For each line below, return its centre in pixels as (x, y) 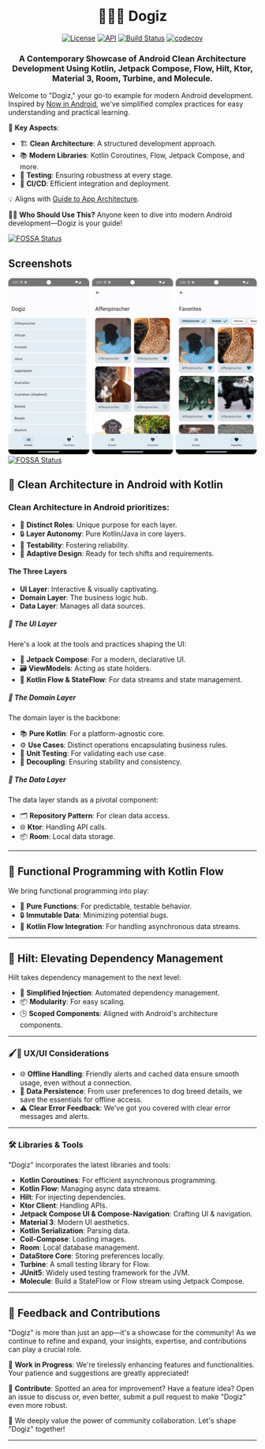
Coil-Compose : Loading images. (73, 1238)
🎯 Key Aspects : (34, 128)
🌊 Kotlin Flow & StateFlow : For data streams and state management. (131, 679)
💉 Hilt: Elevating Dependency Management (116, 958)
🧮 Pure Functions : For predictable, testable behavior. (106, 906)
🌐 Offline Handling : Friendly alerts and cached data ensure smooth (129, 1073)
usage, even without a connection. (76, 1083)
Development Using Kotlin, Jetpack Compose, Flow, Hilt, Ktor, (132, 68)
